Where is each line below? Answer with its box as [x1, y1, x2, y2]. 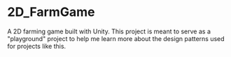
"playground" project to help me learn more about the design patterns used [7, 34, 225, 42]
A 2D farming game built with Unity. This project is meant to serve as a [7, 27, 211, 35]
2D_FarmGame [7, 4, 95, 20]
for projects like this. [7, 42, 66, 50]
